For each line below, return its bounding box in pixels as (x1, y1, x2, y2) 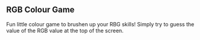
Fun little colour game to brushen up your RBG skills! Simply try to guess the (6, 20, 195, 27)
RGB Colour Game (6, 5, 75, 15)
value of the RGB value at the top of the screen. (6, 27, 124, 34)
